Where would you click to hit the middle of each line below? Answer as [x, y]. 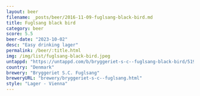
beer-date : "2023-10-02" [37, 39]
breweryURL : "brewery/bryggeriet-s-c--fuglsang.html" [74, 78]
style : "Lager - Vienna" [37, 84]
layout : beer [22, 12]
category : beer [25, 28]
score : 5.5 [20, 34]
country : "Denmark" [30, 67]
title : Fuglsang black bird [41, 23]
